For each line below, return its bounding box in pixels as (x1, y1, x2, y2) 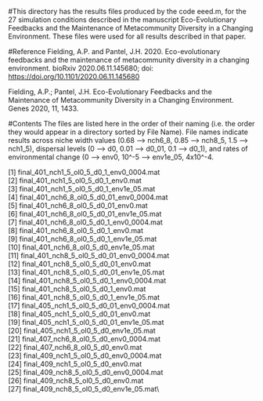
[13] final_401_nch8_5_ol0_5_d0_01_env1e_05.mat (8, 268, 165, 277)
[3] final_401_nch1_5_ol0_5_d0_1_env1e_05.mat (8, 184, 156, 193)
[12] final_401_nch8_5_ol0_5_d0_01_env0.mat (8, 259, 151, 268)
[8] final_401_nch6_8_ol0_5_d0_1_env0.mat (8, 226, 143, 235)
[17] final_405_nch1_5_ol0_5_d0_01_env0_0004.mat (8, 301, 171, 310)
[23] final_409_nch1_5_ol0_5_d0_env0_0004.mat (8, 351, 162, 360)
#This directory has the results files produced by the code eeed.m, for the (8, 7, 247, 16)
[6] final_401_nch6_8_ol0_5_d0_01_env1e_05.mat (8, 210, 162, 218)
